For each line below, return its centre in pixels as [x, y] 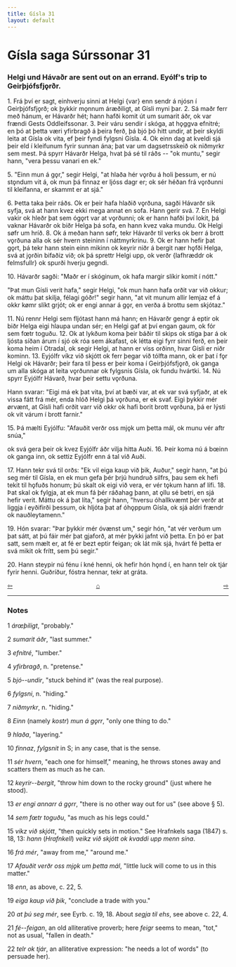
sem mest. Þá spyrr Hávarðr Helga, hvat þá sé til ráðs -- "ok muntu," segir [114, 153]
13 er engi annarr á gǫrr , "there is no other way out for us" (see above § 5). [116, 804]
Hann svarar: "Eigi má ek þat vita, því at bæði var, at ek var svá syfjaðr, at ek [117, 391]
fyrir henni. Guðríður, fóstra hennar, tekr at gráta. [78, 572]
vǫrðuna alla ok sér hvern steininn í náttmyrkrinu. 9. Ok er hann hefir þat [111, 240]
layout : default [31, 20]
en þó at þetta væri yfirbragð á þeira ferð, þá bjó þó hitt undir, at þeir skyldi [115, 131]
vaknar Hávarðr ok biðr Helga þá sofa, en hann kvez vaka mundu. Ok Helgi [115, 225]
